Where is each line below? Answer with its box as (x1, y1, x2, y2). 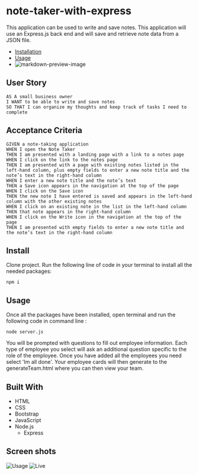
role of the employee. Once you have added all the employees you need (6, 352, 182, 359)
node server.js (6, 329, 44, 335)
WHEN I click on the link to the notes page (6, 156, 118, 163)
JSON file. (6, 36, 31, 43)
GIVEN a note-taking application (6, 141, 89, 147)
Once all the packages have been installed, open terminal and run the (6, 311, 176, 319)
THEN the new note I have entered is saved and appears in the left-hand (6, 193, 193, 199)
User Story (6, 78, 47, 88)
